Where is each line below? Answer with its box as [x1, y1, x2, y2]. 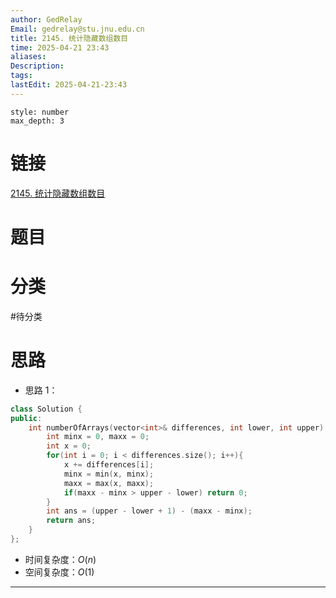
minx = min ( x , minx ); [63, 469, 155, 479]
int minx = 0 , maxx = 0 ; [46, 432, 150, 442]
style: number [10, 107, 70, 117]
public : [10, 413, 43, 423]
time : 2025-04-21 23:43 [10, 42, 110, 53]
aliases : [10, 52, 47, 62]
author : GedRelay [10, 14, 83, 25]
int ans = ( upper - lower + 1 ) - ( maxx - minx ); [46, 506, 253, 516]
